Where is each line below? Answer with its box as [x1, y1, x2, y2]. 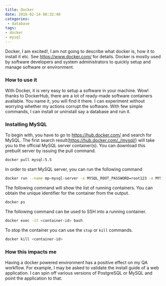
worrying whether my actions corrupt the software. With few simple [5, 103, 143, 109]
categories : [5, 16, 30, 21]
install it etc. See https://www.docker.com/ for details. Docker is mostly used [5, 53, 161, 59]
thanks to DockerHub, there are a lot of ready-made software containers [5, 93, 153, 99]
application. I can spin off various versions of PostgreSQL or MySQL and [5, 270, 153, 276]
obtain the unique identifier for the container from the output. [5, 190, 129, 196]
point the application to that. [5, 275, 63, 282]
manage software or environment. [5, 64, 74, 70]
